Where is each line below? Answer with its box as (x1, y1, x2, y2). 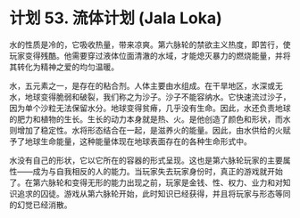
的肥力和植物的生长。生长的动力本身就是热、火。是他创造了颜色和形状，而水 (9, 113, 291, 125)
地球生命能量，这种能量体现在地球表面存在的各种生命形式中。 (24, 135, 252, 147)
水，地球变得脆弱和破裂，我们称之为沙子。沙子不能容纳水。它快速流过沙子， (9, 91, 291, 102)
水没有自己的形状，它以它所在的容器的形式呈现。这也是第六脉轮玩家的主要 (9, 155, 283, 166)
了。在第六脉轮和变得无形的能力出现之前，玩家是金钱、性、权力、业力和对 (9, 177, 283, 188)
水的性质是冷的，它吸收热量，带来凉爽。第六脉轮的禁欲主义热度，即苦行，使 (9, 39, 291, 50)
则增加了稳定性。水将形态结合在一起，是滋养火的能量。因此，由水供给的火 (9, 125, 283, 135)
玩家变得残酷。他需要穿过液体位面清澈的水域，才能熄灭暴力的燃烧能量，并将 (9, 50, 291, 61)
